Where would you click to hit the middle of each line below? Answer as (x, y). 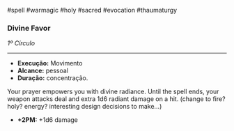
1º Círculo (21, 43)
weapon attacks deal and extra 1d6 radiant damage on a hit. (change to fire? (116, 99)
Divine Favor (29, 28)
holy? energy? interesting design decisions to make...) (85, 107)
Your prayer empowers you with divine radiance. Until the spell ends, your (113, 92)
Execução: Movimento (50, 63)
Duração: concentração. (53, 78)
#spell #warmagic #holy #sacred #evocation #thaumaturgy (92, 10)
